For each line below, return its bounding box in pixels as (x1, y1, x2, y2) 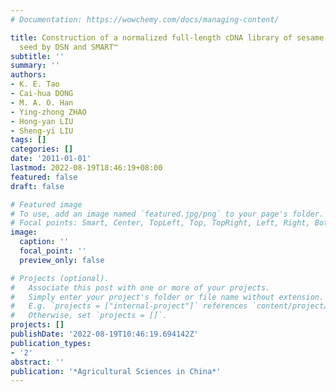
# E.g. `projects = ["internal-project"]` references (10, 301, 248, 311)
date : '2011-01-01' (10, 154, 92, 164)
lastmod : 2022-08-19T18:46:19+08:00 (10, 163, 163, 173)
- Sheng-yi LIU (10, 126, 74, 136)
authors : (10, 70, 47, 80)
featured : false (10, 172, 78, 182)
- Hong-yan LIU (10, 116, 74, 126)
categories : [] (10, 144, 74, 155)
